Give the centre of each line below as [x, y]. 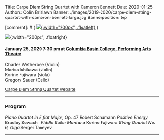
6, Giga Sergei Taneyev [29, 127]
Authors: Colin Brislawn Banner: [37, 12]
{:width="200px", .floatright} [39, 37]
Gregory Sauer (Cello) [27, 80]
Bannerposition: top [107, 17]
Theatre [13, 53]
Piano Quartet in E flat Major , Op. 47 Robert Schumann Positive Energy [76, 117]
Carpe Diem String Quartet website [40, 89]
